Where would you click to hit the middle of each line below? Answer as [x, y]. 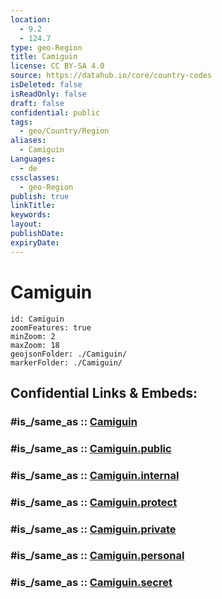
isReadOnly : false [48, 94]
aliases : [28, 141]
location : [31, 19]
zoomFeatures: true [51, 327]
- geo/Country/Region [64, 131]
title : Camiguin [44, 57]
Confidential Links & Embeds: [104, 392]
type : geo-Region [46, 47]
